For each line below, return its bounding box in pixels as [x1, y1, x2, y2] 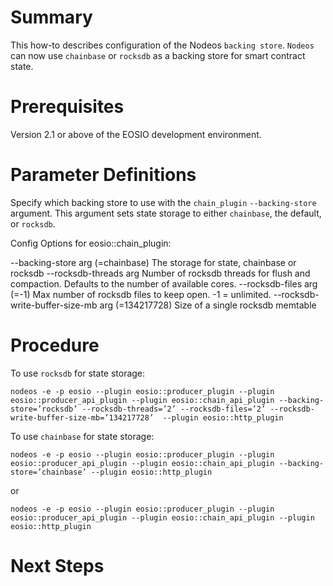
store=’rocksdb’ [10, 404, 78, 414]
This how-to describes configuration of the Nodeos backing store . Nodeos [10, 39, 315, 51]
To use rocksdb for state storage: [10, 367, 146, 379]
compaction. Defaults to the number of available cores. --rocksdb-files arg [10, 277, 318, 290]
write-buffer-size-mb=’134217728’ [10, 412, 155, 423]
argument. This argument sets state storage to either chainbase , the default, [10, 207, 322, 219]
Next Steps [10, 554, 105, 577]
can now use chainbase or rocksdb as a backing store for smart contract [10, 49, 306, 61]
